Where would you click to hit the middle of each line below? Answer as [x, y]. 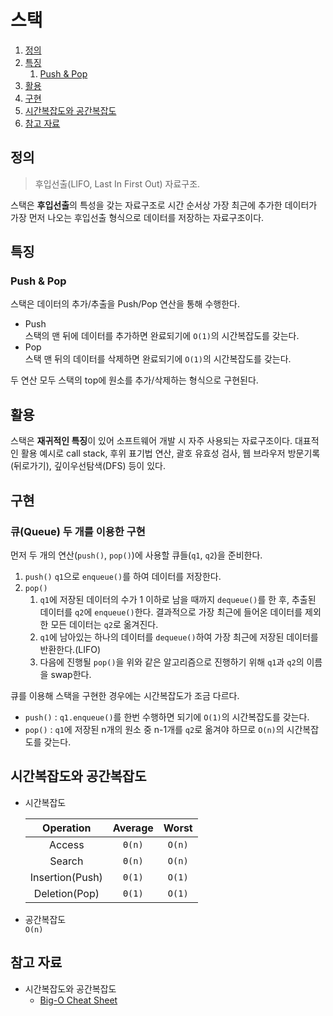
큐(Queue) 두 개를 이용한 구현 [78, 531]
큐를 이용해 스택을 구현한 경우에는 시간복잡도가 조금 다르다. [125, 695]
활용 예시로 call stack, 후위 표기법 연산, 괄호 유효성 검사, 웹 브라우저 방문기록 [170, 453]
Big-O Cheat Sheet [78, 1000]
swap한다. [71, 674]
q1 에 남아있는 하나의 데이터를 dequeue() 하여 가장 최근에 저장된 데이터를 [179, 637]
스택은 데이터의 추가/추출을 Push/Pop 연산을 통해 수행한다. [125, 304]
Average [133, 828]
